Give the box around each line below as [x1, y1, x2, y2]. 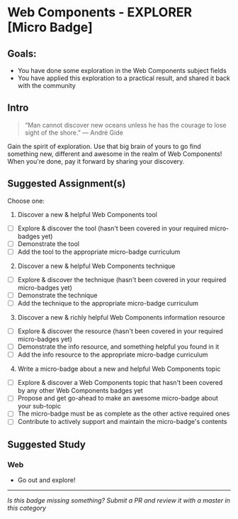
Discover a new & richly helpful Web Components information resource [17, 313, 225, 321]
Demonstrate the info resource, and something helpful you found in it [17, 342, 220, 351]
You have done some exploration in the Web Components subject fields [17, 67, 227, 74]
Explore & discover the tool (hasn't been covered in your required [17, 224, 208, 233]
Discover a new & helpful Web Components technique [17, 262, 176, 270]
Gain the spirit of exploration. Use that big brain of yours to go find [7, 142, 202, 150]
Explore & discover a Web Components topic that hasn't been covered [17, 379, 223, 387]
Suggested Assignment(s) [7, 178, 126, 190]
